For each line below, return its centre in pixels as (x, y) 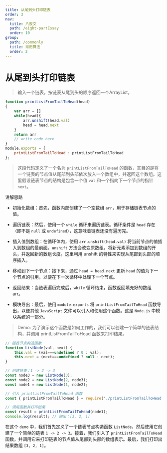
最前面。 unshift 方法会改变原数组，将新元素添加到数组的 (93, 247)
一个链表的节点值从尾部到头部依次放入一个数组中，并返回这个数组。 (87, 174)
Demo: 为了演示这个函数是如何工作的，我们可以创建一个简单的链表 (86, 327)
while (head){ (28, 116)
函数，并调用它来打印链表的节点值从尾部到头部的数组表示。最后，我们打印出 (84, 439)
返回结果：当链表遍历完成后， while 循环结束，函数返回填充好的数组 (82, 287)
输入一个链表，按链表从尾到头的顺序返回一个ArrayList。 (75, 92)
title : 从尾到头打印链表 (28, 10)
